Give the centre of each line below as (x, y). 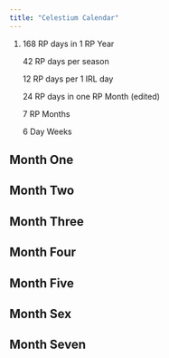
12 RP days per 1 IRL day (68, 79)
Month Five (42, 283)
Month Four (43, 252)
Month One (42, 160)
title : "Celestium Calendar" (64, 18)
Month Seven (47, 345)
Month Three (47, 222)
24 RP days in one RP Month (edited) (91, 96)
